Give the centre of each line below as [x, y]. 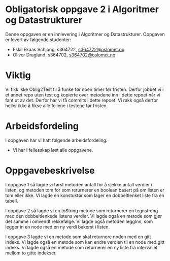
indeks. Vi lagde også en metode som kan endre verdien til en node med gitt [85, 242]
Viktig [18, 75]
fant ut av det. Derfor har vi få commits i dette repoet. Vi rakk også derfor [82, 100]
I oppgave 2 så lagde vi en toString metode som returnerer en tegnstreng [82, 210]
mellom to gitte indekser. [31, 253]
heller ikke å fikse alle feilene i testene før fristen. [57, 106]
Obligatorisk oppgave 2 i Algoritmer [82, 9]
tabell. [12, 201]
